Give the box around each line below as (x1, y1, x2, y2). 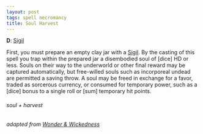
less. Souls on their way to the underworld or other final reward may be (6, 62, 185, 69)
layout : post (6, 9, 40, 15)
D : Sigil (6, 37, 24, 44)
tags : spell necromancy (6, 15, 67, 21)
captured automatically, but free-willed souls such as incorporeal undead (6, 68, 191, 76)
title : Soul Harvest (6, 20, 59, 26)
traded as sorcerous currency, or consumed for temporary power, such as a (6, 81, 197, 88)
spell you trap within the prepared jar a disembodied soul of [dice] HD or (6, 55, 189, 63)
